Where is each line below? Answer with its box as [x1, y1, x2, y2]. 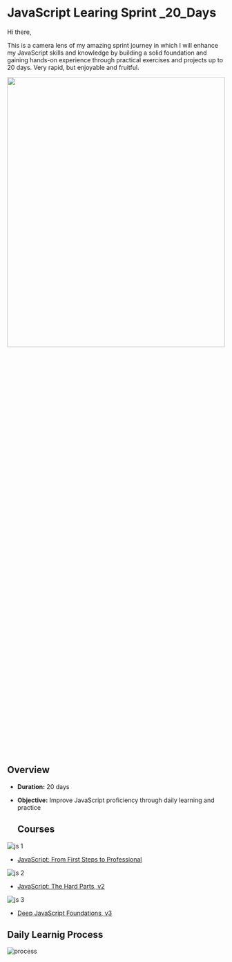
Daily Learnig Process [7, 929, 104, 941]
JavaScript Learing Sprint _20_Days [7, 5, 217, 21]
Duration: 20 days [17, 782, 70, 790]
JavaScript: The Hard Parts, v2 [17, 882, 105, 890]
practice [17, 803, 41, 811]
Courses [17, 824, 55, 835]
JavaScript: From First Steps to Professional [17, 855, 142, 863]
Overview [7, 764, 50, 776]
